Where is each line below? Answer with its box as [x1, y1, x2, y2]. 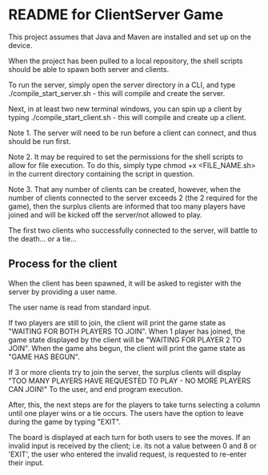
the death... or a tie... [8, 234, 78, 243]
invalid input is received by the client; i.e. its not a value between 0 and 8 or [8, 441, 258, 450]
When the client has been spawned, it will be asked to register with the [8, 278, 242, 288]
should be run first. [8, 136, 71, 146]
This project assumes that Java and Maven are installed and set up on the [8, 32, 252, 42]
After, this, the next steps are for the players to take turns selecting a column [8, 400, 261, 409]
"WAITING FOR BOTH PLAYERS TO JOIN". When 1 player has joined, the [8, 326, 246, 336]
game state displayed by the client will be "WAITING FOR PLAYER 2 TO [8, 334, 242, 345]
